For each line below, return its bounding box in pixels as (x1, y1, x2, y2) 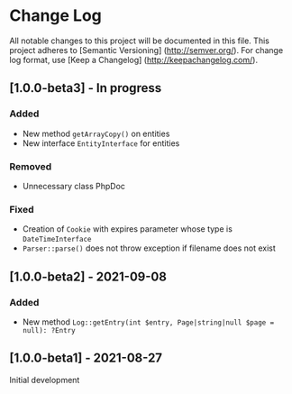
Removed (9, 160, 52, 172)
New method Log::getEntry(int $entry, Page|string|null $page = (22, 316, 275, 327)
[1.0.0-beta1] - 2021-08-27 (9, 351, 163, 366)
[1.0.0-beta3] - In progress (9, 80, 162, 96)
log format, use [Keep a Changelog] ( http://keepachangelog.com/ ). (9, 54, 259, 65)
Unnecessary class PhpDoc (22, 180, 126, 191)
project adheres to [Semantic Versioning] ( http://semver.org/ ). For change (9, 44, 284, 55)
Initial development (9, 374, 80, 385)
